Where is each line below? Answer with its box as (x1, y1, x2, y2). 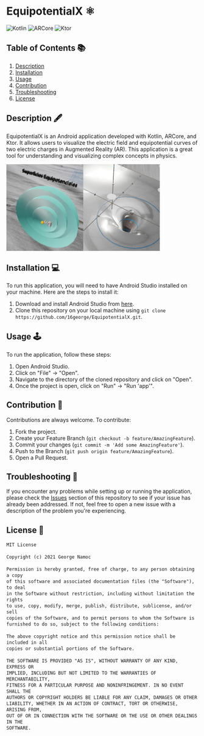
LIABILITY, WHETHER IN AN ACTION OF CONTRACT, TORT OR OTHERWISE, (6, 701, 178, 707)
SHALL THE (6, 688, 32, 694)
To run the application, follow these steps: (6, 351, 111, 358)
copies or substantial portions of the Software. (6, 646, 135, 652)
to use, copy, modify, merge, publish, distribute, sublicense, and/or (6, 603, 192, 609)
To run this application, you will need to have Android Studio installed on (6, 282, 188, 290)
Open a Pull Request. (15, 454, 68, 461)
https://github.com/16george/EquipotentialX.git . (15, 313, 143, 321)
